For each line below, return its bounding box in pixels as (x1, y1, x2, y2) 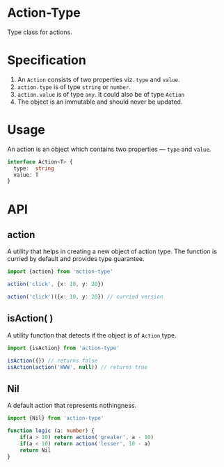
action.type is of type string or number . (17, 82, 131, 91)
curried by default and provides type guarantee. (7, 255, 145, 263)
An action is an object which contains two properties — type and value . (7, 145, 211, 153)
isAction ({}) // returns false (7, 357, 98, 364)
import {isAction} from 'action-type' (7, 345, 120, 351)
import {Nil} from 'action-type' (7, 415, 104, 422)
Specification (7, 52, 87, 68)
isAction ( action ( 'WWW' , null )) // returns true (7, 363, 148, 370)
